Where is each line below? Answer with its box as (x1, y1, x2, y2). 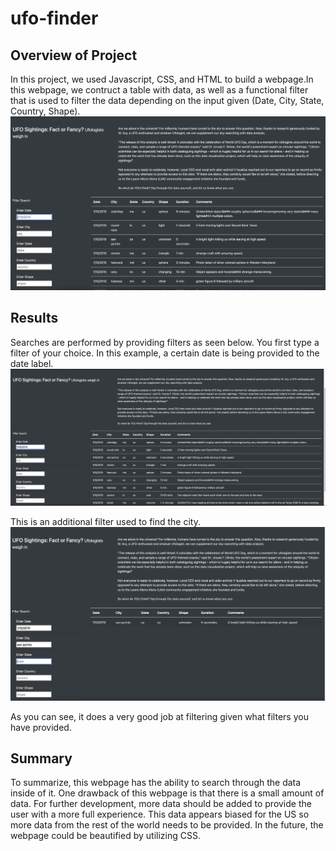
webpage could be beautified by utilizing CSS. (10, 830, 201, 842)
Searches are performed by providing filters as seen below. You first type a (10, 336, 320, 348)
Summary (10, 750, 73, 767)
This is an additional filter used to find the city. (10, 516, 201, 528)
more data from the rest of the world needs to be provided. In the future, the (10, 819, 324, 831)
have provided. (10, 721, 72, 733)
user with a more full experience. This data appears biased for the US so (10, 808, 310, 821)
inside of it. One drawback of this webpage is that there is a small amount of (10, 787, 325, 799)
